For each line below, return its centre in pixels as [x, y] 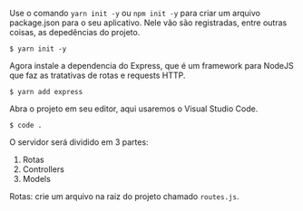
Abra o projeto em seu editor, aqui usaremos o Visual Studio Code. [134, 109]
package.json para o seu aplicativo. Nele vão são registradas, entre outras [148, 23]
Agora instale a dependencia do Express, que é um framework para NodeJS [151, 66]
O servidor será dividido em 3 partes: [79, 142]
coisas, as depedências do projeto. [75, 32]
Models [37, 179]
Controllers [44, 169]
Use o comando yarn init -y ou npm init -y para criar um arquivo [135, 13]
